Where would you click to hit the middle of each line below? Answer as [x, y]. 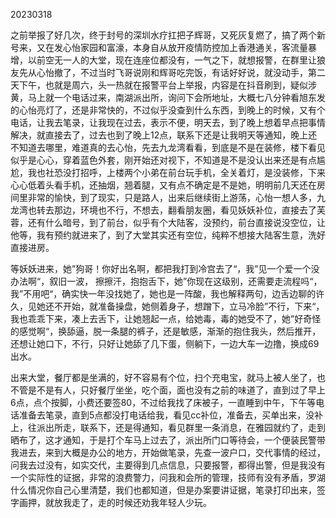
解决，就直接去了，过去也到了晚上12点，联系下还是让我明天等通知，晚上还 [164, 135]
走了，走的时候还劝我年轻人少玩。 [141, 502]
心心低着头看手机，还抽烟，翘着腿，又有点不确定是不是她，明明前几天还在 [163, 185]
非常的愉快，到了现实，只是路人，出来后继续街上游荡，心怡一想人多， [172, 197]
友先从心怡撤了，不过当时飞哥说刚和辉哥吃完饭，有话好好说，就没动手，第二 [168, 72]
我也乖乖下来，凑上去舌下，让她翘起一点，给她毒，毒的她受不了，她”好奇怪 [166, 318]
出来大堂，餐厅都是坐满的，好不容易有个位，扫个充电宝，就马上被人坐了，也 [168, 377]
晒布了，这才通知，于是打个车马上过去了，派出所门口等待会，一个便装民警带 [168, 440]
